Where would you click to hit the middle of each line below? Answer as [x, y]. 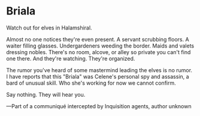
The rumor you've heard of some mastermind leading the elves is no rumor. [99, 70]
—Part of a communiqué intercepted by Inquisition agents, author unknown [99, 106]
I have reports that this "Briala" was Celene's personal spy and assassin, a [98, 76]
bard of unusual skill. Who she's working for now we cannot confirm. [91, 83]
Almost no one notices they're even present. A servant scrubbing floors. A [98, 39]
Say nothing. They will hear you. [46, 94]
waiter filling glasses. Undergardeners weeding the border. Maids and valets [100, 46]
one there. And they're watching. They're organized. [71, 58]
